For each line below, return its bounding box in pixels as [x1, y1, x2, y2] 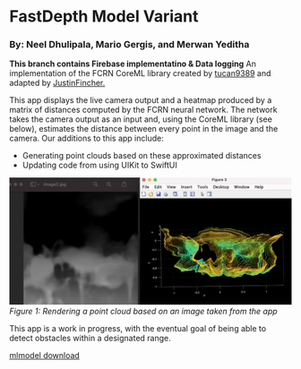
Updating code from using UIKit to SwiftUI [21, 159, 177, 171]
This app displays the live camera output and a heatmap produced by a [9, 95, 272, 106]
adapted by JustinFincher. [9, 78, 106, 89]
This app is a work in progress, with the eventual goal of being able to [9, 323, 267, 334]
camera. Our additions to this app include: [9, 133, 164, 144]
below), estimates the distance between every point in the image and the [9, 124, 279, 134]
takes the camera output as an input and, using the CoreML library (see [9, 114, 273, 124]
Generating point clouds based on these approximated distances [21, 150, 262, 161]
